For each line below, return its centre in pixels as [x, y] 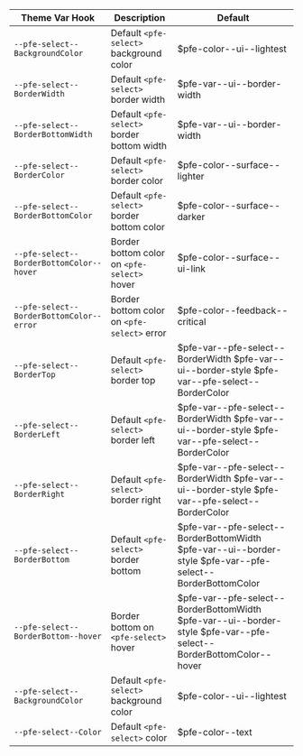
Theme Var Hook [58, 18]
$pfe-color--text [215, 732]
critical [192, 322]
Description [140, 18]
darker [191, 217]
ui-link [191, 268]
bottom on [133, 627]
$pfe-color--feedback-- [233, 310]
